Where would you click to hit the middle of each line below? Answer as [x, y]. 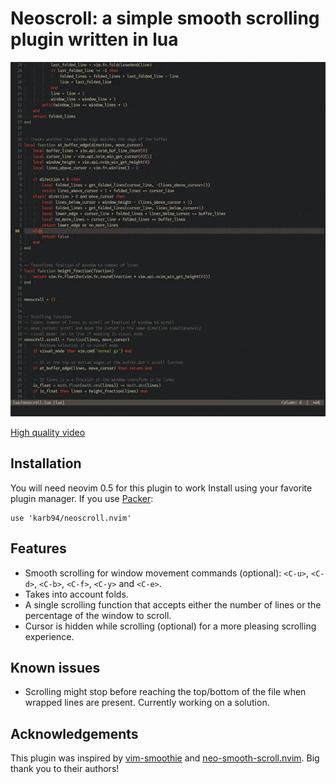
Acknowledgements [74, 733]
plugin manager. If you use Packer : [82, 498]
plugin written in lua [94, 39]
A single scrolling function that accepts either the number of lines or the [173, 604]
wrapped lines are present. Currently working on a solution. [147, 703]
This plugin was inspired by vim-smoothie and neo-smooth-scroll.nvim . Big [165, 758]
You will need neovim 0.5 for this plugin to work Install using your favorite [161, 488]
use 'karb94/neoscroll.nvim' [71, 518]
